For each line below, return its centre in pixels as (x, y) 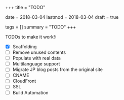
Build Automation (31, 92)
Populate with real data (36, 58)
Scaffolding (25, 47)
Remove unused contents (39, 52)
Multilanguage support (36, 64)
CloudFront (24, 81)
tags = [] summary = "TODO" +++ (41, 27)
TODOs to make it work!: (31, 37)
